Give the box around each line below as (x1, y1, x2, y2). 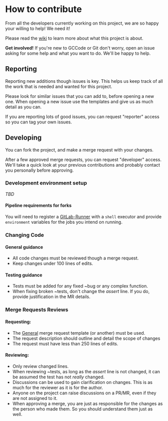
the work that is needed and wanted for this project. (5, 83, 112, 89)
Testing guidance (5, 272, 43, 278)
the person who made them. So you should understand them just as (12, 405, 153, 412)
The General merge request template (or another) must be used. (12, 330, 145, 336)
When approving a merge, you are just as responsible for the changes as (12, 400, 163, 406)
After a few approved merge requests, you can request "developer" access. (5, 157, 162, 163)
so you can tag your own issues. (5, 119, 72, 125)
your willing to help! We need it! (5, 25, 70, 31)
